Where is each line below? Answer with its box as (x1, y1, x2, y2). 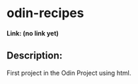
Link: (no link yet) (6, 28, 59, 37)
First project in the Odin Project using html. (6, 68, 132, 77)
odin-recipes (6, 5, 84, 21)
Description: (6, 50, 63, 62)
